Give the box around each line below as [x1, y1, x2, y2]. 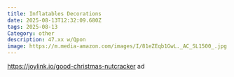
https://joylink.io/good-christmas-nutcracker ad [7, 62, 145, 70]
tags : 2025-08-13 [7, 23, 58, 30]
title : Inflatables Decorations [7, 10, 102, 17]
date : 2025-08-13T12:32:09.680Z [7, 17, 102, 24]
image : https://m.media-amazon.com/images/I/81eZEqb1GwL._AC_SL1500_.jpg [7, 43, 228, 50]
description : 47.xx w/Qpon [7, 36, 86, 43]
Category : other [7, 29, 55, 37]
